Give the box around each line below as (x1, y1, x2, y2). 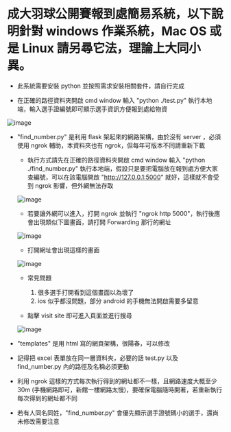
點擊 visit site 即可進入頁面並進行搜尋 (27, 311, 132, 320)
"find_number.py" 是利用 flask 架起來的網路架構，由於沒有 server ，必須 (16, 132, 221, 141)
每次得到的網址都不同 (16, 394, 77, 402)
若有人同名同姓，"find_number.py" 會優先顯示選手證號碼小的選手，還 (16, 409, 213, 417)
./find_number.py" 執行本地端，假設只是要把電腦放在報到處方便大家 (27, 164, 218, 172)
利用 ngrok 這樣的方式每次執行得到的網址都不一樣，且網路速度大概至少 (16, 376, 217, 385)
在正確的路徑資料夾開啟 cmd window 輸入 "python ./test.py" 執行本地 (16, 96, 212, 104)
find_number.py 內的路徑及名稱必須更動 (16, 362, 130, 370)
